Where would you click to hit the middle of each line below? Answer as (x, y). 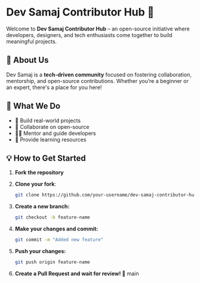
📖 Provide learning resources (50, 139)
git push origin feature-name (53, 262)
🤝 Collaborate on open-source (52, 127)
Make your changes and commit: (56, 229)
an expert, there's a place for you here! (54, 87)
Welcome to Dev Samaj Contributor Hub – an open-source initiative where (98, 29)
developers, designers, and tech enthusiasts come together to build (89, 35)
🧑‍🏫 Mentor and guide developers (56, 133)
